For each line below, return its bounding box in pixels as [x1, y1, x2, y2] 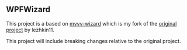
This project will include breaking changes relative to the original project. [6, 37, 181, 44]
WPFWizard [6, 5, 51, 15]
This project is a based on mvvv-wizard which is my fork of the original [6, 20, 177, 27]
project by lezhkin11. [6, 26, 54, 33]
